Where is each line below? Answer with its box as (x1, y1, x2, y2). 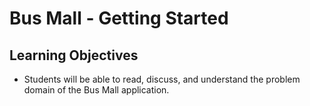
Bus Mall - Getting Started (9, 7, 229, 30)
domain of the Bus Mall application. (23, 84, 170, 96)
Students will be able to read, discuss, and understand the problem (23, 73, 301, 85)
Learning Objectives (9, 47, 139, 64)
